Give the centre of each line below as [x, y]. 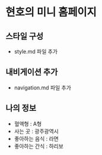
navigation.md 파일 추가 [43, 88]
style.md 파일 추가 [36, 52]
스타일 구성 [25, 36]
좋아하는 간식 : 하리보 [39, 146]
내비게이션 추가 [32, 72]
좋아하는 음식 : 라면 [36, 138]
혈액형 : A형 [28, 123]
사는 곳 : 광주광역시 [36, 131]
